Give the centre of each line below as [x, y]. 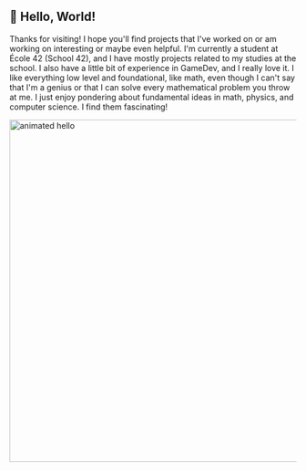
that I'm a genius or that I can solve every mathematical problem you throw [150, 87]
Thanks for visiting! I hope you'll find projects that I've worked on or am [143, 38]
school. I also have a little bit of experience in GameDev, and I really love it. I [152, 68]
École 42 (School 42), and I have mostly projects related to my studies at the [153, 58]
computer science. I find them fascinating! [89, 107]
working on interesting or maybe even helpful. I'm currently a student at [144, 48]
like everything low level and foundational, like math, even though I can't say [153, 78]
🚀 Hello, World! [53, 17]
